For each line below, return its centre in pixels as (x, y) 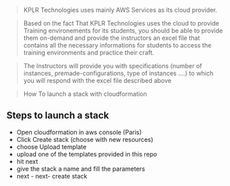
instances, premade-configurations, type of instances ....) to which (118, 73)
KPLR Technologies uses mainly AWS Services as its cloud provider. (120, 10)
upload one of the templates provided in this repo (87, 154)
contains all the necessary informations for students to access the (117, 45)
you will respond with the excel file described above (97, 81)
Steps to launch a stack (58, 115)
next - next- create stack (52, 176)
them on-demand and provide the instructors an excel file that (112, 38)
